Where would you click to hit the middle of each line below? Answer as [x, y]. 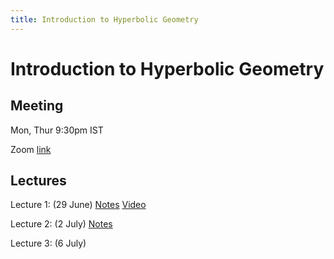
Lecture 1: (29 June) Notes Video [78, 205]
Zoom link [31, 149]
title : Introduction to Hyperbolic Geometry [104, 19]
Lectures [38, 181]
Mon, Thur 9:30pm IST [57, 130]
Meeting [37, 106]
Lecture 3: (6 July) [48, 243]
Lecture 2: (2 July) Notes [61, 224]
